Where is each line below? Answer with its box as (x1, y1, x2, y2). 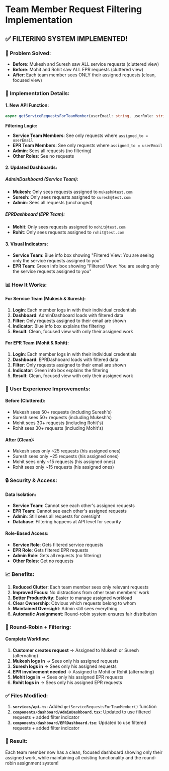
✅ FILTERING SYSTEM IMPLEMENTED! (5, 34, 128, 43)
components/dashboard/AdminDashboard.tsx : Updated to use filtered (12, 709, 151, 715)
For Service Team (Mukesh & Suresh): (5, 296, 86, 302)
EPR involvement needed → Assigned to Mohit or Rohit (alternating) (12, 669, 154, 675)
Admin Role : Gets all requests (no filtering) (12, 552, 102, 558)
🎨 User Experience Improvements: (5, 385, 91, 392)
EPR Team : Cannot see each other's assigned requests (12, 508, 127, 514)
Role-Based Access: (5, 530, 49, 536)
